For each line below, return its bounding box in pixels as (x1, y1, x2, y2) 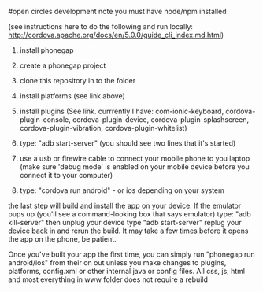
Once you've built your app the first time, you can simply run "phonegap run (8, 249, 256, 259)
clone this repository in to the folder (19, 76, 136, 85)
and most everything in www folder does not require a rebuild (8, 275, 209, 284)
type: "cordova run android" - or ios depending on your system (19, 186, 224, 195)
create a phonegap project (19, 61, 106, 70)
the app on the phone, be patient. (8, 235, 117, 243)
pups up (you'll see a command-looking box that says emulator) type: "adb (8, 209, 252, 219)
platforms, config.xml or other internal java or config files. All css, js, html (8, 267, 246, 275)
